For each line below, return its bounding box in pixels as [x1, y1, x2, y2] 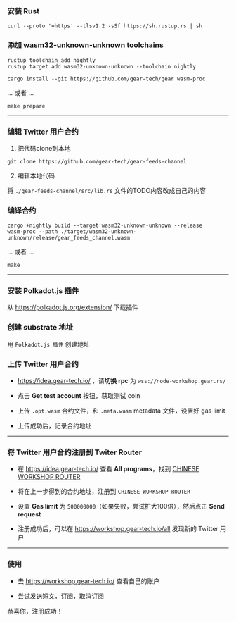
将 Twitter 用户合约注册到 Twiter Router [7, 447, 143, 457]
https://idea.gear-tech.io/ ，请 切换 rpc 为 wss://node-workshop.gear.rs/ [17, 377, 226, 385]
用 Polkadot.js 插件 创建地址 [7, 340, 90, 348]
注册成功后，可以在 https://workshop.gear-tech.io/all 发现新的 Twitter [17, 525, 219, 533]
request [17, 510, 41, 518]
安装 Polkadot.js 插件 [7, 286, 79, 296]
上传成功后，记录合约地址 [17, 421, 92, 430]
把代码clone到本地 [17, 144, 72, 152]
